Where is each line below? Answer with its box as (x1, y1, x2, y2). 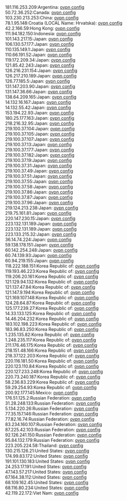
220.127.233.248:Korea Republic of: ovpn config (5, 369, 103, 374)
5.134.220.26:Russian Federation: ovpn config (5, 406, 99, 412)
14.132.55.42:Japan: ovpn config (5, 104, 71, 110)
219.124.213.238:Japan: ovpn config (5, 205, 78, 211)
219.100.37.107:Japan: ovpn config (5, 136, 74, 142)
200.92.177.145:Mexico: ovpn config (5, 390, 78, 396)
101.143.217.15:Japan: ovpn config (5, 36, 73, 42)
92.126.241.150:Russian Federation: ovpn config (5, 432, 102, 438)
